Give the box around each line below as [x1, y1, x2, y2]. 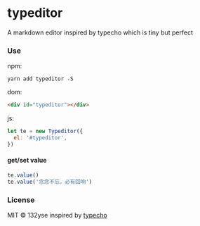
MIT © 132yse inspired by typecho [7, 211, 107, 219]
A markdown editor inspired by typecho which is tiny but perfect [7, 28, 194, 37]
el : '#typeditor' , [13, 134, 68, 142]
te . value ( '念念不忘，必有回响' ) [7, 178, 93, 185]
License [7, 195, 35, 205]
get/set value [7, 156, 47, 165]
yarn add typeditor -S [7, 75, 74, 82]
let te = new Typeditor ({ [7, 128, 83, 135]
